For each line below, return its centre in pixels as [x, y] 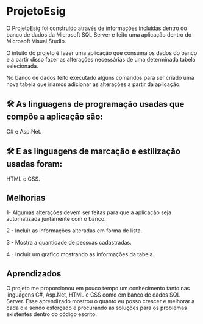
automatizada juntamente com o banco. [56, 219]
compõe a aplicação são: [55, 117]
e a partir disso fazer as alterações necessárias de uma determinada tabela [101, 59]
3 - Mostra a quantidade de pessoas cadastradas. [69, 243]
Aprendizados [34, 274]
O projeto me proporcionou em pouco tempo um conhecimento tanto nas [98, 289]
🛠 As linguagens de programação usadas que [95, 104]
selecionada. [22, 66]
